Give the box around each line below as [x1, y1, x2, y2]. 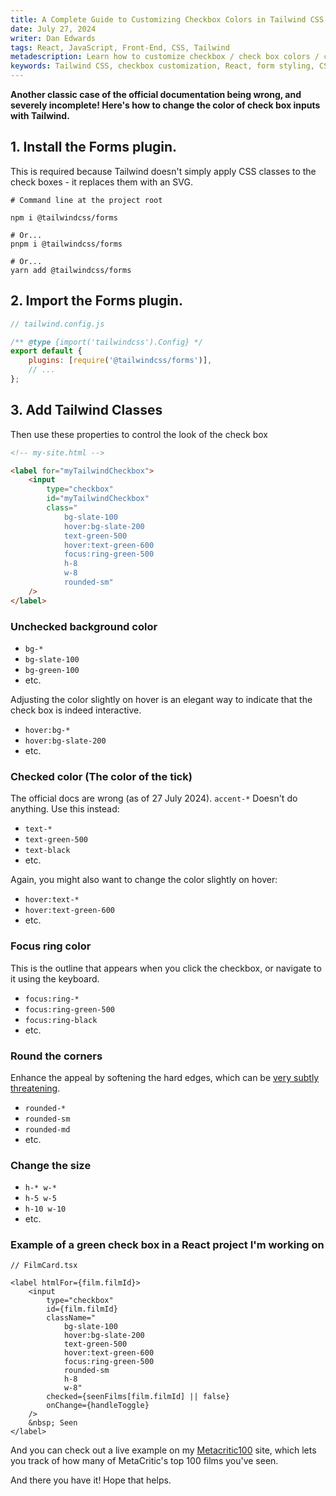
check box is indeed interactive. [10, 704, 142, 716]
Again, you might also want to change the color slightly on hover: [10, 874, 278, 886]
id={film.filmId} [46, 1304, 118, 1315]
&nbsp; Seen [28, 1418, 78, 1428]
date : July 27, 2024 [10, 24, 97, 34]
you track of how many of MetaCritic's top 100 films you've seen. [10, 1455, 279, 1467]
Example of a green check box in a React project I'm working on [10, 1238, 325, 1252]
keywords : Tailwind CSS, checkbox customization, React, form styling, [10, 61, 315, 71]
